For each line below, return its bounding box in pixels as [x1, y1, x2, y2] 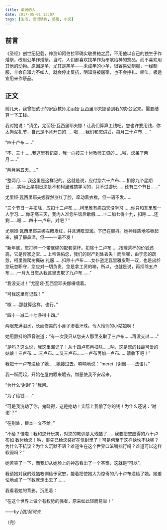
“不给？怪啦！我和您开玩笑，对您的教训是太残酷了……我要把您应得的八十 [5, 431, 154, 437]
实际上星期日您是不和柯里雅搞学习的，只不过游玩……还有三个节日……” [17, 184, 160, 190]
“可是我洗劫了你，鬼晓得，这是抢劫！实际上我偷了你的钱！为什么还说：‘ [5, 403, 152, 409]
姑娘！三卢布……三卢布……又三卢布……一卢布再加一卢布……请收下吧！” [5, 350, 151, 356]
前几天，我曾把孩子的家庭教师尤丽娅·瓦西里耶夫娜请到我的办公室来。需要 [5, 106, 155, 111]
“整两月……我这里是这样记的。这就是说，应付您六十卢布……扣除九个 [5, 178, 144, 183]
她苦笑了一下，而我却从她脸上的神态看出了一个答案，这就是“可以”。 [5, 460, 144, 466]
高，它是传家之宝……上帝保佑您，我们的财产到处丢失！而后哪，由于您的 [5, 251, 153, 257]
